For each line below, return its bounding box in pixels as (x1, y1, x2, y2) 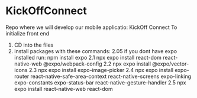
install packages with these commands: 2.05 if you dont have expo (14, 47, 177, 54)
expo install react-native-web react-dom (14, 85, 113, 92)
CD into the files (14, 41, 54, 48)
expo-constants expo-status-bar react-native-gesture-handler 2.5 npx (14, 79, 186, 86)
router (14, 73, 30, 80)
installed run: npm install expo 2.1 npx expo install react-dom (14, 54, 162, 61)
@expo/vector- (152, 60, 189, 67)
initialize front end (5, 30, 50, 37)
